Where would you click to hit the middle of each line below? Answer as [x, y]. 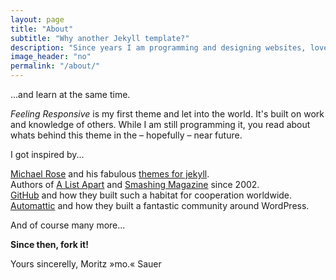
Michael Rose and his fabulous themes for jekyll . [110, 174]
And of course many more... [68, 225]
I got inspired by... [47, 154]
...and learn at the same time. [70, 94]
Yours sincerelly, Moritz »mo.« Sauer [86, 264]
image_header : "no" [51, 57]
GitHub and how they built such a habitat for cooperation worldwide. [151, 195]
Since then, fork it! [49, 244]
